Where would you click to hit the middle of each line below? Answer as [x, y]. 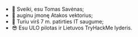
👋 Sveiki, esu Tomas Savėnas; [48, 9]
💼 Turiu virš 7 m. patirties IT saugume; [58, 21]
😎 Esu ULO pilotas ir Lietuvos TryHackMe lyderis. [72, 28]
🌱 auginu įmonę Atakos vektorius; [52, 15]
